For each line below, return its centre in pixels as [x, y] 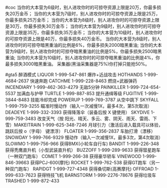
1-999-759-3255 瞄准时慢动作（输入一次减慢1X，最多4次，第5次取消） [78, 106]
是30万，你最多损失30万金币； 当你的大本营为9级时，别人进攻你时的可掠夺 [83, 26]
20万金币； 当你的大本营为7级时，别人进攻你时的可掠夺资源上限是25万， [85, 14]
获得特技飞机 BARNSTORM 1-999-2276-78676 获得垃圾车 [97, 175]
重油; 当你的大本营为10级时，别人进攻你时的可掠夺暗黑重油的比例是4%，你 [83, 58]
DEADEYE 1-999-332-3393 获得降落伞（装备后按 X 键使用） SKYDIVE [77, 112]
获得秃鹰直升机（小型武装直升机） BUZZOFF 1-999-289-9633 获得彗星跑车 [83, 150]
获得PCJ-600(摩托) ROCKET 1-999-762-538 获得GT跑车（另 [93, 163]
